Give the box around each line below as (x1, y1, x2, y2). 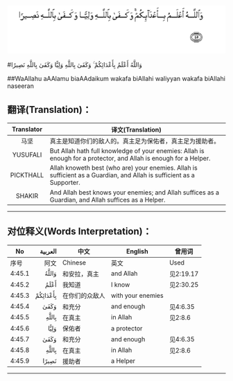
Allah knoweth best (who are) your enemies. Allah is (49, 163, 198, 172)
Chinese (62, 258, 87, 267)
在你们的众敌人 (62, 292, 105, 300)
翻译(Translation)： (7, 103, 92, 116)
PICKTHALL (10, 171, 44, 179)
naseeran (7, 82, 35, 90)
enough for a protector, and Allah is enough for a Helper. (49, 154, 211, 163)
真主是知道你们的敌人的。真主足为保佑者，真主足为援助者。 (49, 136, 221, 145)
